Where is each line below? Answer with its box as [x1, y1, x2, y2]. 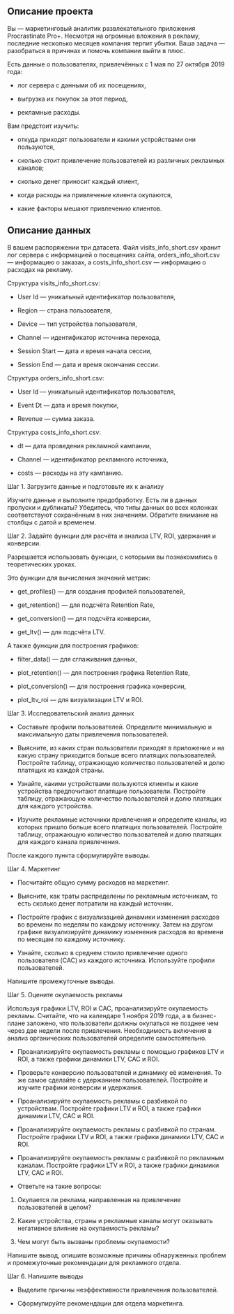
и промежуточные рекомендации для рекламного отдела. [7, 1258, 182, 1266]
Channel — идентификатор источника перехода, [17, 333, 162, 341]
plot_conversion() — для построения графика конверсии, [17, 682, 187, 690]
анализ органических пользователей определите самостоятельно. [7, 1034, 207, 1042]
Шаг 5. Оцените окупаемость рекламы [7, 990, 123, 999]
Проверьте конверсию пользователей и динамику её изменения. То [17, 1068, 221, 1076]
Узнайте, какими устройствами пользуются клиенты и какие [17, 779, 198, 787]
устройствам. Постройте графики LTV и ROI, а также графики [17, 1104, 201, 1113]
